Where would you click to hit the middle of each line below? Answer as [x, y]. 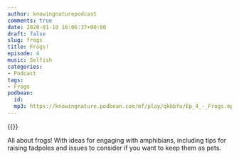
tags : [15, 80]
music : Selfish [30, 60]
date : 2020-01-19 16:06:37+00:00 [57, 27]
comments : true [30, 21]
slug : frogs [25, 40]
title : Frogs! [28, 47]
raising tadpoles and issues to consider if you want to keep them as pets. [115, 148]
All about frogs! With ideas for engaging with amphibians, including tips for [117, 140]
